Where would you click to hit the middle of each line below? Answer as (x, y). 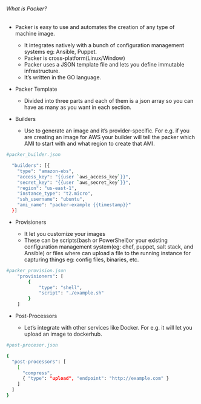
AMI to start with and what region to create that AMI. (90, 144)
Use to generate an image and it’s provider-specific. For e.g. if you (107, 131)
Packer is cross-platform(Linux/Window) (74, 58)
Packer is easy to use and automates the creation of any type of (95, 27)
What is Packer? (27, 8)
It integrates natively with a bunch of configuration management (104, 45)
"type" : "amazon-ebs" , (46, 171)
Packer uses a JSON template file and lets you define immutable (104, 65)
